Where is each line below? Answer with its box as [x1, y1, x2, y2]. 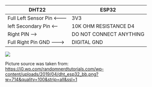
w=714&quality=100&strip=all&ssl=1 [5, 77, 77, 82]
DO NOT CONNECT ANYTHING [71, 31, 145, 38]
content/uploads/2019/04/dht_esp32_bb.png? [5, 71, 99, 77]
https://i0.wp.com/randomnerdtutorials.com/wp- [5, 66, 104, 72]
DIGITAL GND [71, 39, 103, 45]
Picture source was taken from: [5, 61, 69, 66]
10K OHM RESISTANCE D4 [71, 23, 135, 29]
